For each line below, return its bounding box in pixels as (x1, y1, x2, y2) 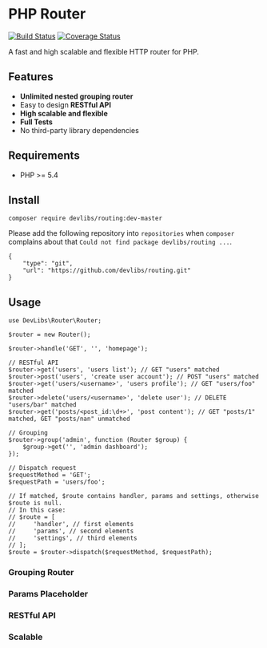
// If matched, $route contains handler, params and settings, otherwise (8, 492, 260, 500)
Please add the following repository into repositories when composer (8, 229, 235, 238)
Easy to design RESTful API (19, 99, 112, 109)
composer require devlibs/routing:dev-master (8, 214, 162, 223)
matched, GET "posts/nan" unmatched (8, 415, 130, 423)
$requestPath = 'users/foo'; (8, 478, 106, 486)
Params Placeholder (8, 589, 89, 600)
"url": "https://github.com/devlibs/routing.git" (22, 266, 192, 275)
